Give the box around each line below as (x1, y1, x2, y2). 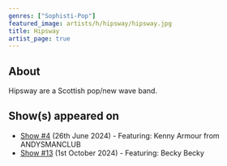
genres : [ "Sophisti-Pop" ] (8, 11, 96, 20)
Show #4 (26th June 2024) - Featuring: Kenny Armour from (19, 130, 221, 140)
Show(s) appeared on (8, 109, 120, 123)
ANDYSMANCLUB (19, 139, 81, 149)
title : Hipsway (8, 27, 60, 35)
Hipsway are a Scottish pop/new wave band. (8, 86, 158, 96)
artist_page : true (8, 34, 71, 43)
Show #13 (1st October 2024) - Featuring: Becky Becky (19, 147, 205, 158)
